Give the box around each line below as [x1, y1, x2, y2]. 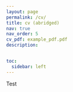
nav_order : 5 [6, 31, 39, 37]
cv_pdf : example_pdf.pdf [6, 36, 68, 42]
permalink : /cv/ [6, 14, 46, 20]
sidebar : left [11, 63, 46, 69]
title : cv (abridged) [6, 20, 60, 26]
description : [6, 42, 39, 48]
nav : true [6, 25, 31, 32]
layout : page [6, 8, 39, 15]
